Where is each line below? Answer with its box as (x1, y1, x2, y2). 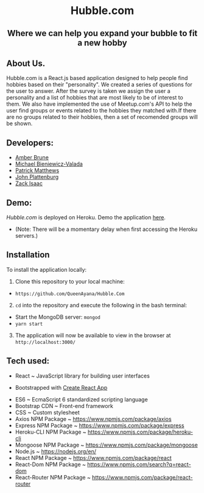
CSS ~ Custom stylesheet (15, 409, 80, 416)
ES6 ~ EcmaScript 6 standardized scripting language (15, 395, 148, 403)
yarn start (15, 321, 43, 327)
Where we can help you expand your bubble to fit (7, 28, 198, 38)
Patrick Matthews (15, 167, 60, 174)
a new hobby (77, 37, 127, 48)
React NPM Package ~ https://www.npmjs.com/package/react (15, 454, 172, 461)
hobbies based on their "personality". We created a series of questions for (6, 81, 193, 89)
